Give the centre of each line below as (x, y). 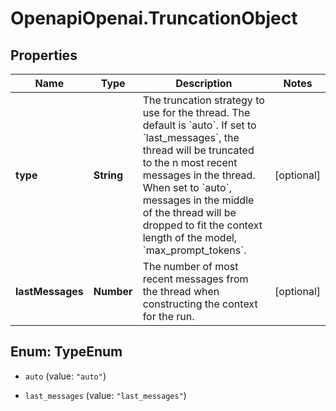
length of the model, (190, 237)
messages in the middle (198, 200)
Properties (44, 55)
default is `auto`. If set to (199, 125)
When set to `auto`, (187, 187)
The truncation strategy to (203, 100)
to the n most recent (190, 162)
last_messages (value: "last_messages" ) (105, 395)
